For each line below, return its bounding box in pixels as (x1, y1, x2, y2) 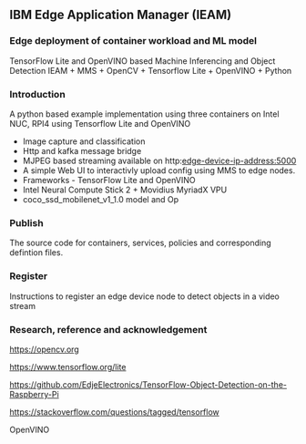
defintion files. (9, 247, 64, 258)
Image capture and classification (22, 136, 146, 147)
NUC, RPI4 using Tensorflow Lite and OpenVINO (9, 118, 191, 129)
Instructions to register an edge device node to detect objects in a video (9, 291, 280, 302)
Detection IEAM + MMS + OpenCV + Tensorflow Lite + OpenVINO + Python (9, 65, 292, 76)
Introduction (9, 88, 66, 100)
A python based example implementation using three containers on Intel (9, 108, 280, 119)
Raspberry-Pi (9, 388, 59, 399)
